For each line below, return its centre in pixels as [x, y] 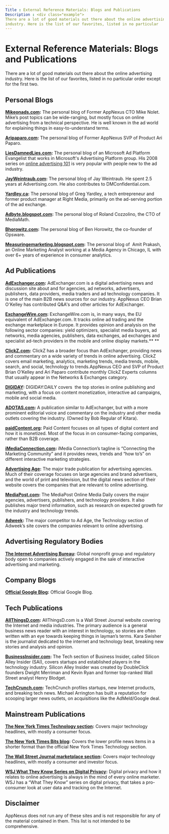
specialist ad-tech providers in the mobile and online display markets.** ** [82, 341]
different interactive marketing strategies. [48, 459]
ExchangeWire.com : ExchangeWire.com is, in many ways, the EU [73, 314]
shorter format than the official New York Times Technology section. [76, 747]
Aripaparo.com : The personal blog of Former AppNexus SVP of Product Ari [84, 138]
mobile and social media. [31, 397]
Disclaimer [22, 804]
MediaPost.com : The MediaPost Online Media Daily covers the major [77, 494]
